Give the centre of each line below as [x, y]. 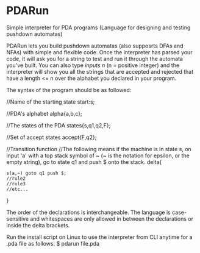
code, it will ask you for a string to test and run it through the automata [95, 59]
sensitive [18, 219]
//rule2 [16, 178]
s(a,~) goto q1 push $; [37, 173]
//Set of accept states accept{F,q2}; [52, 137]
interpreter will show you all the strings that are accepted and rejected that [100, 71]
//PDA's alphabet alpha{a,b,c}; [44, 113]
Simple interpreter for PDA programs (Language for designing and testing [98, 27]
